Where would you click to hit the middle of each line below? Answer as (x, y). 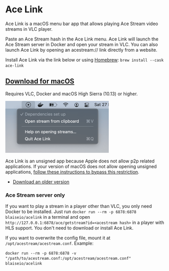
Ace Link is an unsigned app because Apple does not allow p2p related (80, 161)
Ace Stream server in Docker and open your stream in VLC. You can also (82, 44)
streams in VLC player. (29, 29)
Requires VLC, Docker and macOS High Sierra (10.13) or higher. (71, 94)
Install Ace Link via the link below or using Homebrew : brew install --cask (84, 59)
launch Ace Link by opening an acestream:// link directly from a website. (81, 50)
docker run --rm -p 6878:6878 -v (41, 254)
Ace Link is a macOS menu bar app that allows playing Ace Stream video (82, 24)
